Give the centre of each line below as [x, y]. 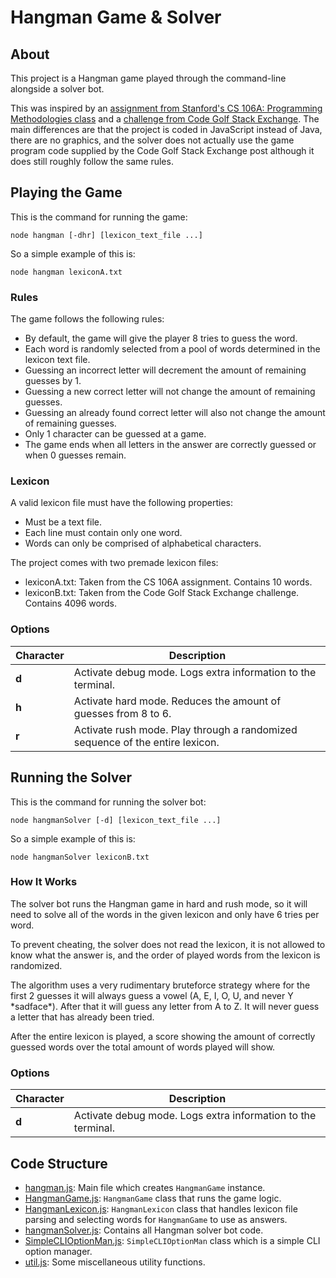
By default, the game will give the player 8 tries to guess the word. [161, 338]
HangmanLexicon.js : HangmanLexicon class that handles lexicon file [161, 1208]
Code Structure [59, 1163]
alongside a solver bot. [57, 89]
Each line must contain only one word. [103, 533]
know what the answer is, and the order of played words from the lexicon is [165, 955]
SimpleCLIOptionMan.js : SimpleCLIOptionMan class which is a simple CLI [172, 1240]
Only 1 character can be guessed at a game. [115, 434]
